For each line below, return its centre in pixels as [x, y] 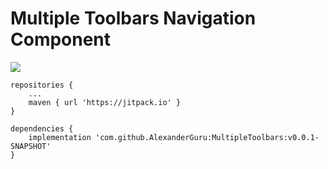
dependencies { [42, 128]
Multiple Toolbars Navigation [133, 18]
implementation [60, 137]
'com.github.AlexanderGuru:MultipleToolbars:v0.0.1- [207, 137]
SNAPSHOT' [31, 146]
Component [61, 39]
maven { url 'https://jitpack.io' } [105, 102]
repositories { [42, 85]
